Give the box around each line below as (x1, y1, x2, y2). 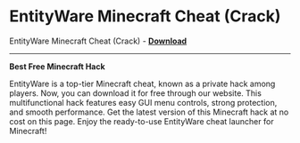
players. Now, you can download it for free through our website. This (9, 87, 262, 99)
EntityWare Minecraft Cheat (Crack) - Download (9, 36, 187, 46)
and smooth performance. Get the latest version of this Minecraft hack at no (9, 107, 289, 117)
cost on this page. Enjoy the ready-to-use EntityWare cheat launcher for (9, 115, 274, 126)
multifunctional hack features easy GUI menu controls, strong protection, (9, 97, 278, 107)
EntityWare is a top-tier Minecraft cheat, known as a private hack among (9, 78, 276, 89)
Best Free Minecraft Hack (9, 60, 105, 72)
